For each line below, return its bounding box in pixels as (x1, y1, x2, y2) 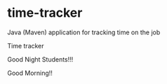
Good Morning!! (7, 69, 53, 77)
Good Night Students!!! (7, 55, 74, 64)
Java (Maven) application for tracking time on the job (7, 28, 161, 36)
